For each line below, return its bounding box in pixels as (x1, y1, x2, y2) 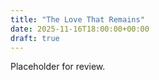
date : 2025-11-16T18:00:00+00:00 (10, 24, 150, 34)
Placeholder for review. (10, 61, 106, 73)
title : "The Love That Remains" (10, 14, 145, 25)
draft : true (10, 33, 60, 43)
